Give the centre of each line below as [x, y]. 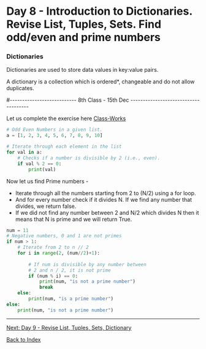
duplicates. [21, 88]
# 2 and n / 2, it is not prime [70, 270]
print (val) [42, 169]
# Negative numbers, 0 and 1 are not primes [64, 236]
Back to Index [24, 339]
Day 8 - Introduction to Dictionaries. [99, 11]
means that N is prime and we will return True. [74, 219]
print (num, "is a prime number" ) [71, 299]
